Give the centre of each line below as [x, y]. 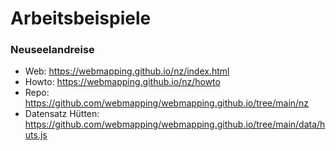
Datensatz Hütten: [62, 114]
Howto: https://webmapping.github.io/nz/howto [122, 82]
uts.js [36, 135]
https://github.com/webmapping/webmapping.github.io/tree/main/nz [167, 103]
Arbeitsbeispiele [81, 18]
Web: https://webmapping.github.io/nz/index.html [127, 71]
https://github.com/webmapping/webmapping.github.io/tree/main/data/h [175, 124]
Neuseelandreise [52, 50]
